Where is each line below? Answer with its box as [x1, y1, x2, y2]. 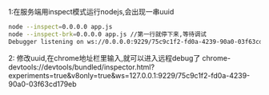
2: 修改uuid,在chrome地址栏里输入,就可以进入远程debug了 [8, 53, 201, 62]
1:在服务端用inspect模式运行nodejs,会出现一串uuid [8, 7, 175, 16]
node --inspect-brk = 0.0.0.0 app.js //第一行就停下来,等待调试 [8, 30, 207, 38]
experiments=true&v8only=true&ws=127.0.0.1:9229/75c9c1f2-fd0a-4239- [8, 70, 251, 80]
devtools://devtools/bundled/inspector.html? [8, 62, 155, 72]
